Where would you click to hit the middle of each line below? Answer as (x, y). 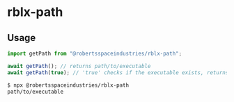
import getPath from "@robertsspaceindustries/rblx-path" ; (95, 53)
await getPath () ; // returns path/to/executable (79, 66)
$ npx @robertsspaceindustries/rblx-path (68, 85)
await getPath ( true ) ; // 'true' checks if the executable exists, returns (118, 73)
